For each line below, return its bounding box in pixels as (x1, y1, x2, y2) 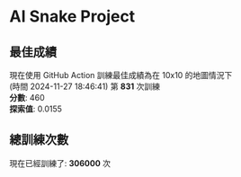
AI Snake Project (9, 6, 136, 27)
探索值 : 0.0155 (9, 103, 63, 114)
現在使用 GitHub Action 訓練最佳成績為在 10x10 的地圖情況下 (9, 70, 233, 80)
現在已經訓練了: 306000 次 (9, 157, 111, 168)
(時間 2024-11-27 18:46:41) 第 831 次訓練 (9, 81, 160, 92)
